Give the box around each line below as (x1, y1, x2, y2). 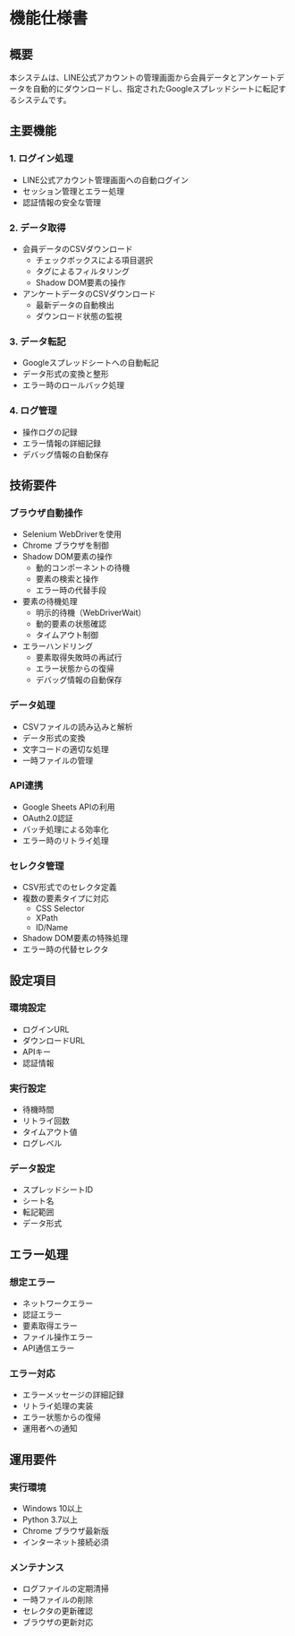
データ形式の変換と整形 (21, 368, 109, 379)
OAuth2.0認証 (21, 812, 73, 823)
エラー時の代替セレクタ (21, 944, 109, 955)
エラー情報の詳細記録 (21, 437, 101, 448)
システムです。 (16, 95, 72, 105)
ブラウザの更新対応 (21, 1617, 94, 1628)
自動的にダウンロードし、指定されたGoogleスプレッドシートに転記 (32, 83, 279, 94)
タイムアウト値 (21, 1127, 78, 1138)
